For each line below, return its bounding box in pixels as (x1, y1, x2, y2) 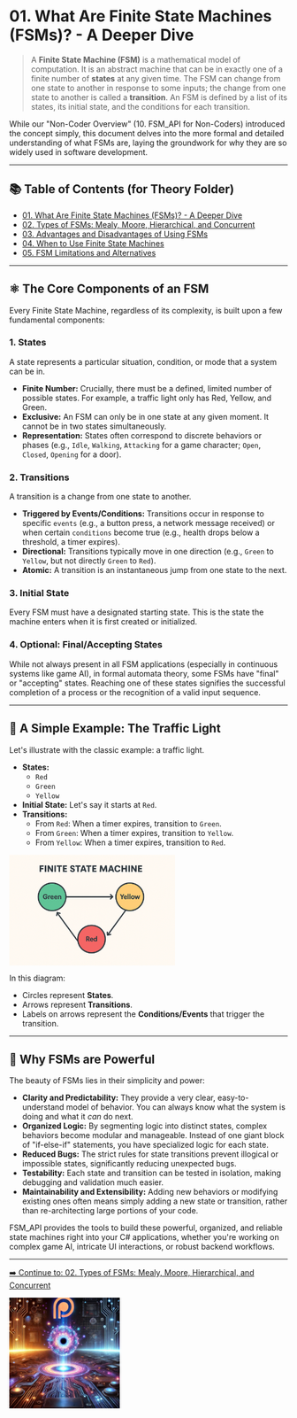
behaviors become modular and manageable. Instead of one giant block (21, 1130, 285, 1141)
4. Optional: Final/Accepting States (9, 639, 164, 651)
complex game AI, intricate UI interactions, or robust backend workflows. (9, 1242, 276, 1252)
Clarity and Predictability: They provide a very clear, (21, 1092, 216, 1104)
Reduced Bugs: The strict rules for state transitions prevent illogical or (21, 1149, 278, 1159)
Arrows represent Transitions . (21, 999, 133, 1010)
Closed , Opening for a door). (21, 449, 122, 460)
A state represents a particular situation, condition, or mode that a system (9, 356, 277, 367)
